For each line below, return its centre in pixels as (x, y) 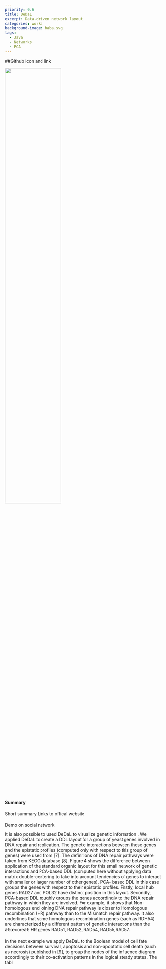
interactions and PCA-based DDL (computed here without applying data (78, 871)
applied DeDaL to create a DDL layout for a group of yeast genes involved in (83, 840)
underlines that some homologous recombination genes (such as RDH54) (80, 919)
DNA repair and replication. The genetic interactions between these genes (81, 845)
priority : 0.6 (20, 10)
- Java (16, 38)
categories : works (24, 24)
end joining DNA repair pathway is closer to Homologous (89, 908)
